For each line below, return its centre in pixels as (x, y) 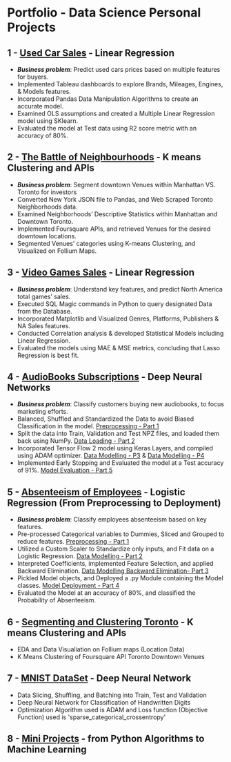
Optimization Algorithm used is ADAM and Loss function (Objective (112, 709)
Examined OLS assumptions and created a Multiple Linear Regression (116, 113)
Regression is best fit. (48, 355)
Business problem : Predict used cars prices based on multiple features (119, 69)
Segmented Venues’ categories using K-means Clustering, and (106, 243)
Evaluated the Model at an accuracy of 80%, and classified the (106, 593)
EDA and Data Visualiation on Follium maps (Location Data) (101, 649)
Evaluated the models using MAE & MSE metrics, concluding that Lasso (119, 347)
